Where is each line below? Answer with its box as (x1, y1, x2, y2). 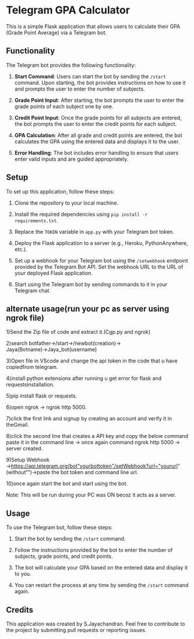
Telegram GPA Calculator (6, 4, 130, 17)
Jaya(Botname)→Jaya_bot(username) (6, 346, 97, 353)
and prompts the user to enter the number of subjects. (14, 85, 145, 92)
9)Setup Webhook (6, 457, 50, 464)
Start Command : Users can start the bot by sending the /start (14, 72, 166, 80)
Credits (6, 605, 34, 614)
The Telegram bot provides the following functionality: (6, 61, 136, 68)
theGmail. (6, 422, 29, 429)
